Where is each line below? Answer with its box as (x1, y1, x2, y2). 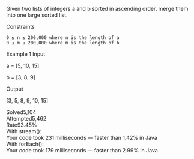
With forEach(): (6, 140, 44, 148)
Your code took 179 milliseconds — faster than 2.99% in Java (6, 147, 158, 154)
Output (6, 85, 23, 92)
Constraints (6, 23, 35, 30)
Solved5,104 (6, 109, 37, 116)
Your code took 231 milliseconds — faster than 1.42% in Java (6, 134, 157, 141)
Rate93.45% (6, 121, 37, 128)
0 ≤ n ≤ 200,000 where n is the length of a (6, 35, 120, 41)
